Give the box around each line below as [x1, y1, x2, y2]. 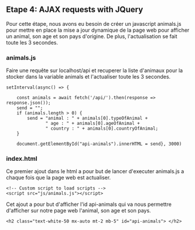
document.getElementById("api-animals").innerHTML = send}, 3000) [16, 141, 182, 147]
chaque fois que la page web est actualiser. [6, 174, 111, 181]
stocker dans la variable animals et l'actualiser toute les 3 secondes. [6, 73, 171, 80]
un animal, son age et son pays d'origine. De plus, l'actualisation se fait [6, 32, 177, 40]
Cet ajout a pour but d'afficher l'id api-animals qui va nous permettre [6, 201, 172, 208]
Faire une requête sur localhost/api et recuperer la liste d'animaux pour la [6, 67, 183, 74]
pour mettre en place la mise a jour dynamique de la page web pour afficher [6, 26, 190, 33]
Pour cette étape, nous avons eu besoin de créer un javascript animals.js [6, 20, 182, 27]
